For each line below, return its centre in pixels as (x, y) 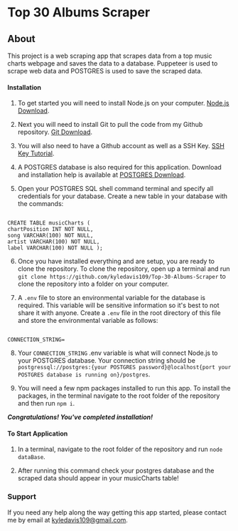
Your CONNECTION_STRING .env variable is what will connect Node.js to (118, 353)
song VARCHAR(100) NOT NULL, (50, 236)
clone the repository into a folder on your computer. (93, 284)
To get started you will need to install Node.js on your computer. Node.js (123, 103)
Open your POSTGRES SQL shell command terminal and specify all (115, 189)
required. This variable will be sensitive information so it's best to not (118, 305)
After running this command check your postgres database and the (116, 470)
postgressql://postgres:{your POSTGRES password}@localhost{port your (124, 368)
